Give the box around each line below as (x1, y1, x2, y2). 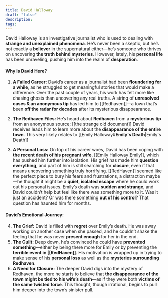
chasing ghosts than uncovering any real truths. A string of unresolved (12, 95, 159, 101)
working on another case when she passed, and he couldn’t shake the (12, 228, 158, 234)
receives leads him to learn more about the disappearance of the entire (12, 126, 161, 132)
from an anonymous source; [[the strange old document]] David (12, 121, 145, 127)
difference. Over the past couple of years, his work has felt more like (12, 90, 154, 96)
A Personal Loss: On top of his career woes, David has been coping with (12, 147, 163, 153)
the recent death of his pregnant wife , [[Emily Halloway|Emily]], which (12, 152, 159, 158)
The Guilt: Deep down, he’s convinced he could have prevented (12, 239, 145, 245)
